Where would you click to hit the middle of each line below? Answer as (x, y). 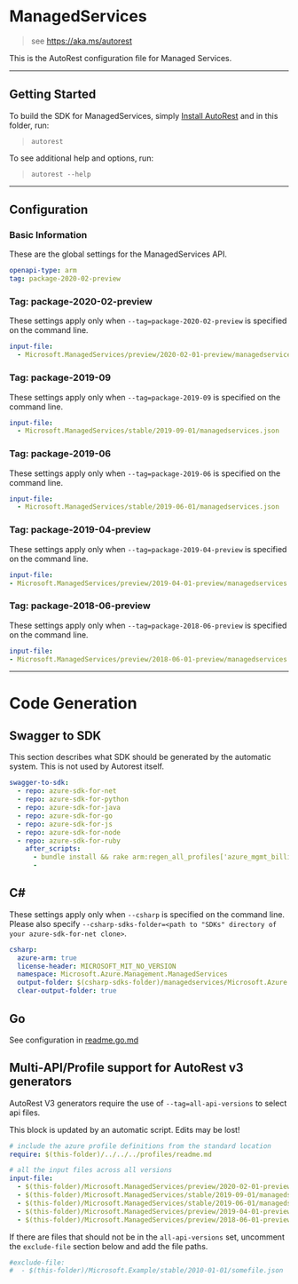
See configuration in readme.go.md (74, 1040)
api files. (25, 1113)
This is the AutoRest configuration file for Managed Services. (121, 58)
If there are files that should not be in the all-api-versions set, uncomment (147, 1237)
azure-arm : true (47, 958)
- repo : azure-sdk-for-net (67, 791)
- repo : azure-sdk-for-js (65, 824)
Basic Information (48, 235)
